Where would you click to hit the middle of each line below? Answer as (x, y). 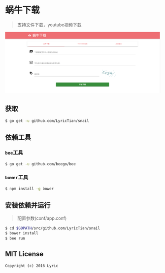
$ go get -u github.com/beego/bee (41, 164)
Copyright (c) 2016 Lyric (32, 266)
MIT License (24, 254)
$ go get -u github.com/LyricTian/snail (47, 121)
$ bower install (22, 233)
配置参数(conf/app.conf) (42, 218)
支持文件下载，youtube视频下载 (49, 25)
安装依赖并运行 (28, 205)
